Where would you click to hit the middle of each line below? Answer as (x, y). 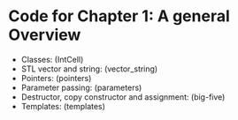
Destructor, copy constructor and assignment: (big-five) (123, 97)
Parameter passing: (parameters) (81, 87)
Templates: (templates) (63, 106)
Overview (45, 35)
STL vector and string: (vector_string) (89, 69)
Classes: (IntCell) (52, 59)
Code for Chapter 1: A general (119, 16)
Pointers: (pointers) (56, 78)
